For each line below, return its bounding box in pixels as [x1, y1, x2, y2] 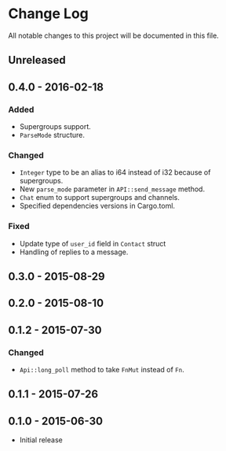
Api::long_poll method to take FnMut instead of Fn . [19, 365, 184, 375]
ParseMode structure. [19, 131, 85, 140]
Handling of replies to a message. [19, 247, 129, 257]
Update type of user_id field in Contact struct [19, 238, 166, 248]
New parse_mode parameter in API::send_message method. [19, 184, 206, 194]
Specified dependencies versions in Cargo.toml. [19, 201, 175, 211]
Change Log [8, 5, 89, 23]
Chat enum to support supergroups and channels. [19, 193, 180, 202]
